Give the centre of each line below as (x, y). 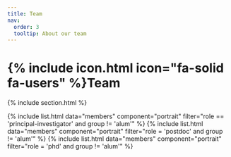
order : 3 (26, 27)
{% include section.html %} (47, 103)
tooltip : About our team (50, 33)
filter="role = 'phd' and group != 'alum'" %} (70, 146)
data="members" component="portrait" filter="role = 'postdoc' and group (115, 132)
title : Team (25, 14)
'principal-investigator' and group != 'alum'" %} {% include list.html (105, 124)
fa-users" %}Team (64, 83)
